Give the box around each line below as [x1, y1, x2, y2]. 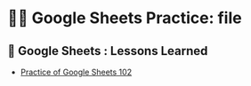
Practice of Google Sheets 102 [20, 66, 133, 77]
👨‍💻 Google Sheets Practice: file [7, 8, 242, 28]
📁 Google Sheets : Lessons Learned [7, 43, 208, 59]
